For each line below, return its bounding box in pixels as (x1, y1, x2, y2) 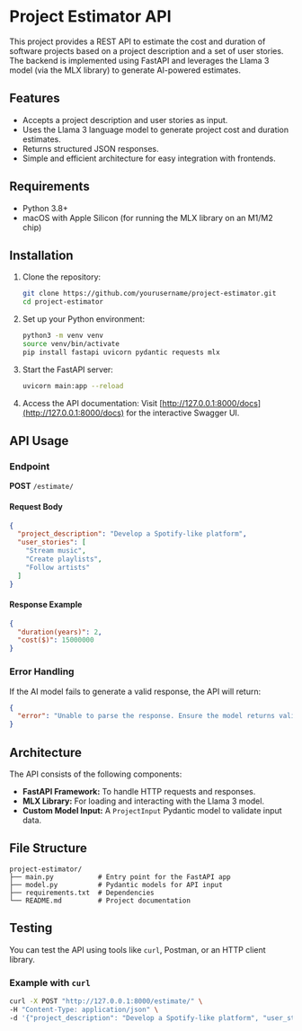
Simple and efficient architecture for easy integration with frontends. (22, 153, 276, 164)
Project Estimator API (9, 6, 173, 27)
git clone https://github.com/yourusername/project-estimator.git (22, 289, 277, 298)
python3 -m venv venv (22, 331, 104, 341)
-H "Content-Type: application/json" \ (9, 1005, 159, 1014)
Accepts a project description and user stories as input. (22, 114, 228, 125)
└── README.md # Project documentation (9, 896, 191, 905)
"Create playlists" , (25, 555, 102, 564)
